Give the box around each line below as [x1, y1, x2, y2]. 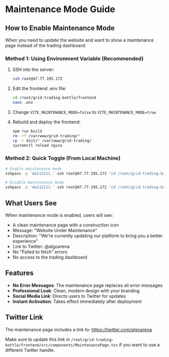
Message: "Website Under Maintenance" [12, 228, 97, 234]
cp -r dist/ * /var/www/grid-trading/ [12, 138, 92, 143]
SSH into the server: [12, 67, 54, 73]
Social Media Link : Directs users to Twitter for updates [12, 293, 126, 299]
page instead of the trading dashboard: [5, 42, 87, 49]
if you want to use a [119, 341, 160, 347]
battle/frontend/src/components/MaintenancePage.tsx [5, 342, 118, 347]
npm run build [12, 128, 42, 133]
